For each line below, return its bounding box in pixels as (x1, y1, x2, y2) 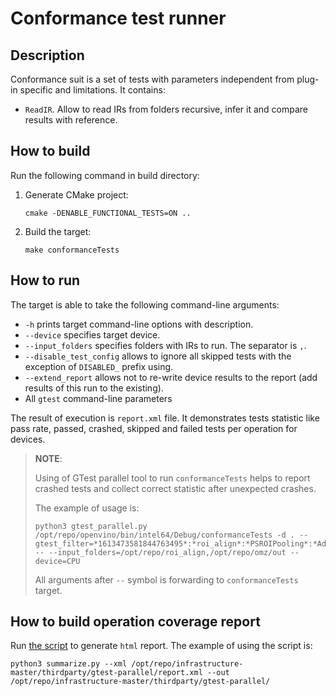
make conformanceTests (24, 245, 120, 255)
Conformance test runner (10, 7, 227, 30)
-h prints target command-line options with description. (24, 318, 254, 330)
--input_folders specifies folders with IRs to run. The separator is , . (24, 339, 307, 351)
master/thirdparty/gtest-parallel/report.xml (10, 668, 203, 678)
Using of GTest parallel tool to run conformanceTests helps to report (34, 472, 311, 484)
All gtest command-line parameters (24, 392, 173, 404)
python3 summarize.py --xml (10, 659, 128, 669)
